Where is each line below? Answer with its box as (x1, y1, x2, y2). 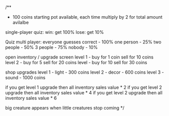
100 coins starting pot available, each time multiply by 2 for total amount (12, 14, 163, 20)
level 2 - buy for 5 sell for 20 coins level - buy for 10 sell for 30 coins (5, 60, 147, 65)
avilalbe (12, 20, 29, 25)
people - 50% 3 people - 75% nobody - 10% (5, 44, 98, 50)
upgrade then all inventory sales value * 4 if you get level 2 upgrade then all (5, 90, 163, 95)
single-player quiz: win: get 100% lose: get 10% (5, 29, 104, 35)
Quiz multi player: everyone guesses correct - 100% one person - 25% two (5, 39, 161, 45)
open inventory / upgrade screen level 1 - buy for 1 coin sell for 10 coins (5, 54, 154, 60)
